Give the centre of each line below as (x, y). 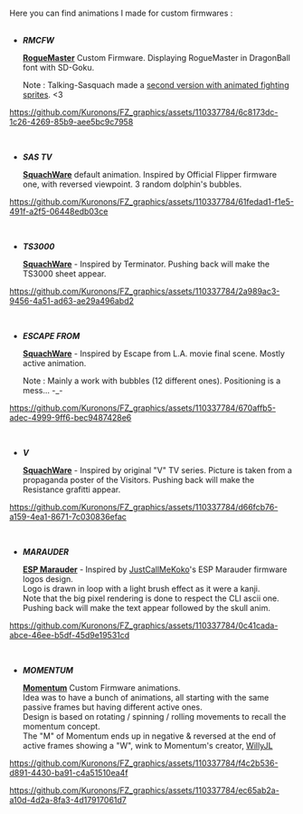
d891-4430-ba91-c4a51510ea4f (69, 773)
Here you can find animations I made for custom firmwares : (121, 13)
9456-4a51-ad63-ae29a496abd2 (71, 301)
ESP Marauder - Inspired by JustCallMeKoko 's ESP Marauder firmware (155, 569)
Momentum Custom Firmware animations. (101, 688)
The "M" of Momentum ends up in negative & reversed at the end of (149, 736)
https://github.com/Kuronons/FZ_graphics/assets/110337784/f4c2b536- (144, 763)
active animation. (54, 363)
